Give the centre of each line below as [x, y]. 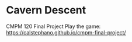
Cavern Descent [46, 10]
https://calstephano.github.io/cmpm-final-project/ [66, 32]
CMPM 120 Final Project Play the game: [53, 26]
